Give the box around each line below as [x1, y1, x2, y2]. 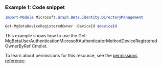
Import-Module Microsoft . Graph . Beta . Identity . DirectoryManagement [5, 15, 143, 20]
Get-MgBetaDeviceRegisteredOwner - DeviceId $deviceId [5, 24, 117, 29]
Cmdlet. [31, 43, 48, 49]
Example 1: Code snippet [5, 4, 65, 11]
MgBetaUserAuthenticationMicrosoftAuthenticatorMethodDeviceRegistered [5, 38, 158, 44]
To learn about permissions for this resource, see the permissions [5, 53, 138, 59]
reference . [5, 58, 26, 64]
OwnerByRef [5, 43, 31, 49]
